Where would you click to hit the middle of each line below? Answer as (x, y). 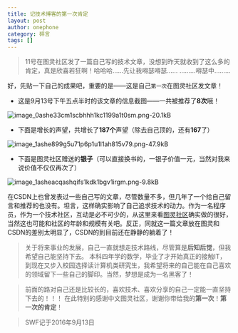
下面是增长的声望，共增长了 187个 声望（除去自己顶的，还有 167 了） (115, 130)
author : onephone (33, 27)
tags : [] (20, 41)
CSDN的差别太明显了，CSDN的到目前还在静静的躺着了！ (91, 232)
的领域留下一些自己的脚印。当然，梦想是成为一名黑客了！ (109, 275)
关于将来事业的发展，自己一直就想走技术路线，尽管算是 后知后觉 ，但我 (128, 247)
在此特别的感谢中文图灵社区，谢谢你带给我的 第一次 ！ (142, 298)
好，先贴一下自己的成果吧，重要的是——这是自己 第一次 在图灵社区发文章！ (115, 86)
